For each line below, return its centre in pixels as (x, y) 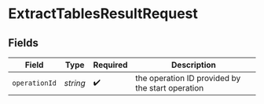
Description (194, 65)
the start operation (170, 88)
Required (110, 65)
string (75, 83)
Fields (24, 43)
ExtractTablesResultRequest (103, 14)
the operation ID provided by (188, 78)
